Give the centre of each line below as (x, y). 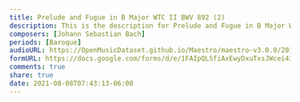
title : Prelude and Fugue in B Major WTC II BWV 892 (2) (117, 17)
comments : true (37, 67)
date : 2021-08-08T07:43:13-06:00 (71, 83)
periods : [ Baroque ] (46, 42)
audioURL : (28, 51)
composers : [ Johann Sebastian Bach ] (77, 34)
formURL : (25, 59)
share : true (31, 75)
